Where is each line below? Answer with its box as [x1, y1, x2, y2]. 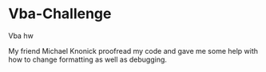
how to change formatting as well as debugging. [8, 55, 168, 64]
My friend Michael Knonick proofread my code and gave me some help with [8, 46, 258, 55]
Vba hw [8, 31, 34, 40]
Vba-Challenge [8, 5, 112, 23]
